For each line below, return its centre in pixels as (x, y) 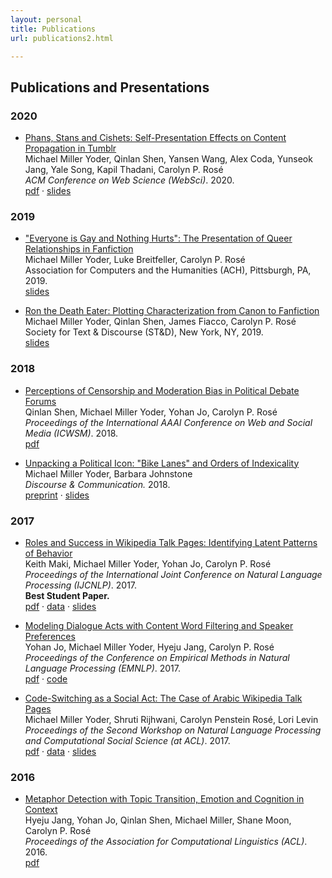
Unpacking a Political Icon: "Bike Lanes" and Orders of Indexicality (162, 463)
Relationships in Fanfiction (79, 249)
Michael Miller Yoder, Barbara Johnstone (108, 473)
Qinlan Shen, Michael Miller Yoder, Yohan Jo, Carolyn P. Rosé (151, 412)
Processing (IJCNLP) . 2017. (81, 585)
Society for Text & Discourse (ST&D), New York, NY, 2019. (144, 332)
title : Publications (53, 29)
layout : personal (46, 19)
